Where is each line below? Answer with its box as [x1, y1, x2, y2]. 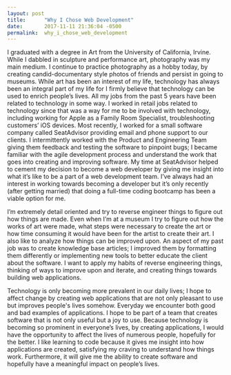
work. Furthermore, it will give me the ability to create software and [7, 352, 198, 361]
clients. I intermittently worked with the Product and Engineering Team [7, 136, 207, 144]
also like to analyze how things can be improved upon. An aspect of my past [7, 237, 224, 245]
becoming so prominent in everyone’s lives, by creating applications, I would [7, 323, 224, 332]
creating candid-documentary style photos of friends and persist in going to [7, 70, 223, 78]
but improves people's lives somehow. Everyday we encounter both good [7, 301, 216, 310]
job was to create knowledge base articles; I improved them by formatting [7, 244, 217, 253]
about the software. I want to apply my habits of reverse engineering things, [7, 259, 223, 267]
